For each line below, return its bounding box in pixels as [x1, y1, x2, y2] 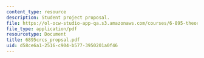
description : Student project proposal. [6, 14, 110, 21]
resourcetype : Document [6, 31, 67, 37]
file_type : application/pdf [6, 25, 78, 32]
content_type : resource [6, 8, 67, 15]
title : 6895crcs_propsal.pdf [6, 37, 80, 43]
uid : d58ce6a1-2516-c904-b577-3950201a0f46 [6, 43, 118, 49]
